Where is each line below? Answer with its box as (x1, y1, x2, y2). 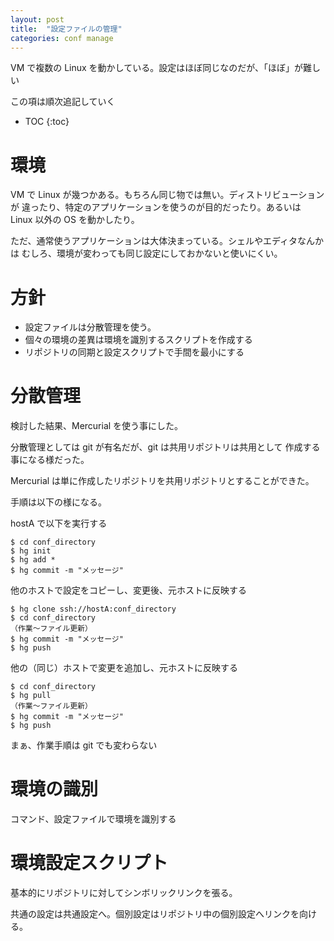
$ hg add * (10, 555, 56, 565)
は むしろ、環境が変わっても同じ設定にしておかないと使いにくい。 (10, 247, 283, 260)
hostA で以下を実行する (10, 517, 108, 530)
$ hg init (10, 546, 52, 556)
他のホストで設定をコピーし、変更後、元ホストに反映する (10, 584, 247, 596)
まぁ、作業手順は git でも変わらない (10, 739, 158, 751)
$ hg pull (10, 691, 52, 701)
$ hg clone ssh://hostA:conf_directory (10, 604, 177, 615)
